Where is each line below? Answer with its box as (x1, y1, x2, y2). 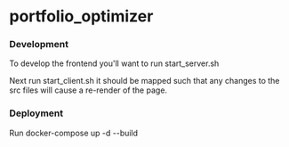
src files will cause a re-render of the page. (9, 85, 167, 95)
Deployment (9, 107, 64, 119)
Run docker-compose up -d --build (9, 127, 139, 138)
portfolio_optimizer (9, 6, 154, 27)
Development (9, 38, 69, 51)
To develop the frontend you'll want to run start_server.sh (9, 58, 220, 69)
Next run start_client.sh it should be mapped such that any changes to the (9, 76, 280, 86)
